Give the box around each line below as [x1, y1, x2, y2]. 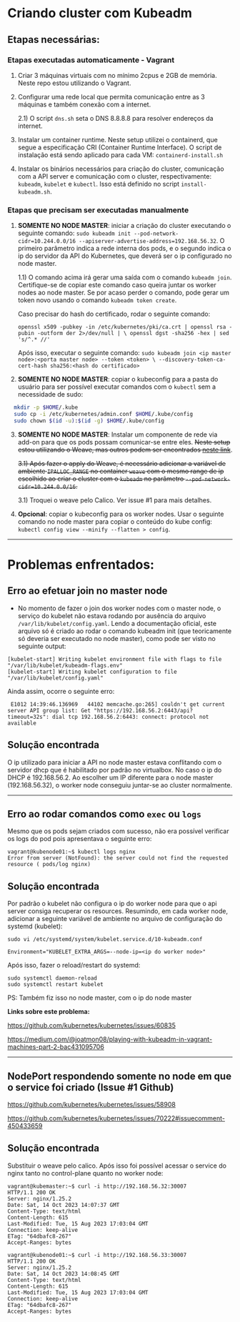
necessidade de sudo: [17, 390, 84, 399]
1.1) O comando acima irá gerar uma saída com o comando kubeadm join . [17, 273, 232, 282]
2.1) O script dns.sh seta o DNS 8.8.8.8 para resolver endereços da [17, 114, 214, 122]
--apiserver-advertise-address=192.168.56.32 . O [78, 237, 225, 245]
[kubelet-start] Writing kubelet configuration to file [7, 668, 177, 675]
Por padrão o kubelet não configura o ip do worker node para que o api [7, 899, 217, 908]
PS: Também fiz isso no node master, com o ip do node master [7, 993, 192, 1002]
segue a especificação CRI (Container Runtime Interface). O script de [17, 143, 222, 151]
